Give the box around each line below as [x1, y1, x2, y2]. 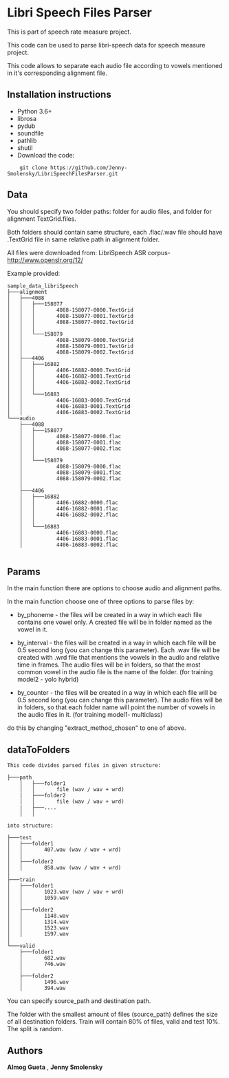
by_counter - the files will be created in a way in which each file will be [17, 689, 217, 697]
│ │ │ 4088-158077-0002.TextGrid [7, 319, 134, 325]
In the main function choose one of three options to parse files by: [7, 597, 195, 606]
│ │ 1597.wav [7, 931, 69, 938]
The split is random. [7, 1025, 64, 1033]
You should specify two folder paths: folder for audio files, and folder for [7, 207, 212, 215]
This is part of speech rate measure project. [7, 28, 132, 36]
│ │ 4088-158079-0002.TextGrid [7, 349, 134, 356]
